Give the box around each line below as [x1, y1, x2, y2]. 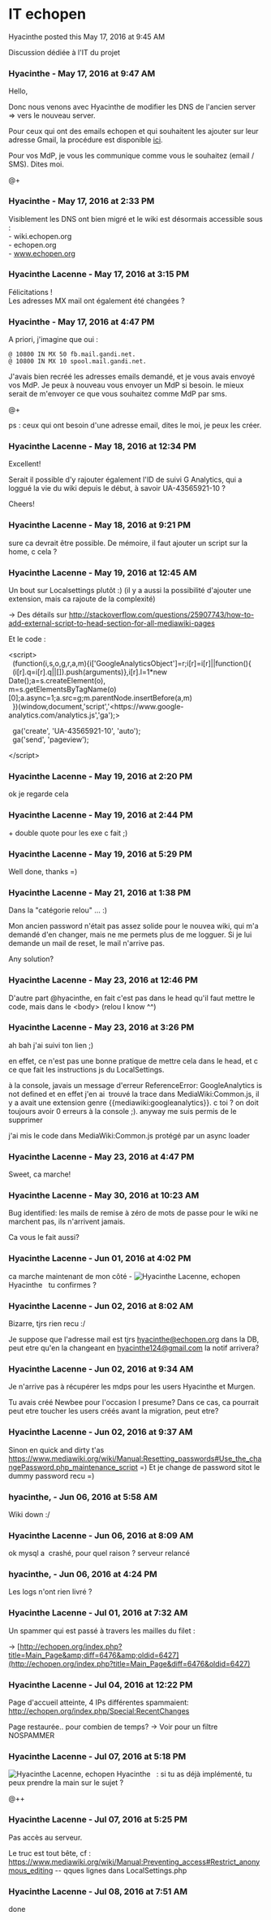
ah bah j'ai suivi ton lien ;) [8, 1040, 94, 1050]
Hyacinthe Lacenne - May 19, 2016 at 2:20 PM [8, 770, 193, 782]
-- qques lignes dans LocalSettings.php [54, 1866, 187, 1875]
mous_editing [8, 1866, 54, 1875]
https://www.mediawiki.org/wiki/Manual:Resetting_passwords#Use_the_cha [8, 1454, 262, 1463]
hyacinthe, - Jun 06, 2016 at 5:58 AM [8, 1491, 158, 1502]
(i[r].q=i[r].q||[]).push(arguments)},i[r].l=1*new [11, 667, 168, 677]
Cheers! [8, 499, 35, 509]
